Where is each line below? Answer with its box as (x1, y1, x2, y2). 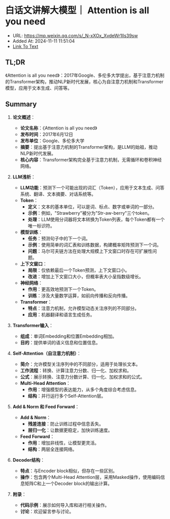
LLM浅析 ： (12, 174, 36, 180)
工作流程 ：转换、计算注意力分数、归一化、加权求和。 (20, 367, 132, 373)
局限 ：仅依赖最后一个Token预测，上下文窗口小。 (27, 267, 130, 273)
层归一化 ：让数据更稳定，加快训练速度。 (27, 427, 113, 433)
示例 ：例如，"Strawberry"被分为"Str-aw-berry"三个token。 (27, 210, 152, 216)
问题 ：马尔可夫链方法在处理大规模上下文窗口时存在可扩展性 (27, 248, 153, 254)
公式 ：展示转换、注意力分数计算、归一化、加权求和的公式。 (20, 374, 145, 380)
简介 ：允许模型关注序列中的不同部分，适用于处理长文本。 (20, 361, 141, 367)
